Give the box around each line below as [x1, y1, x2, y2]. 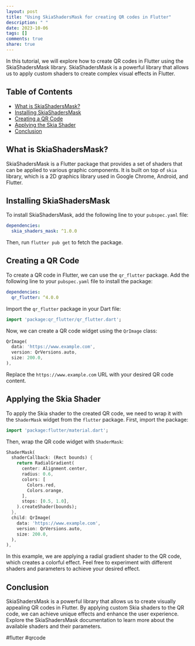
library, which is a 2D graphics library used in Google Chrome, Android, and [6, 173, 189, 180]
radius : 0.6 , [21, 471, 54, 477]
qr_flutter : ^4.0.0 [11, 294, 59, 300]
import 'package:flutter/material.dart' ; [6, 427, 109, 433]
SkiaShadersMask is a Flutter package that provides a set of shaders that [6, 160, 183, 167]
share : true [6, 42, 35, 48]
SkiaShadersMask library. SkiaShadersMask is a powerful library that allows [6, 63, 189, 70]
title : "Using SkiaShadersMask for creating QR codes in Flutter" [6, 14, 172, 20]
